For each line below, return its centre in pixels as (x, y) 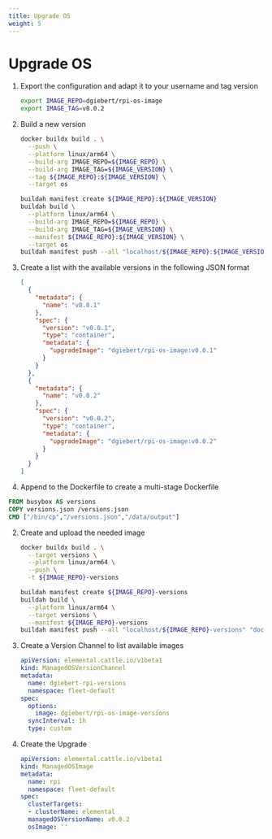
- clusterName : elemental (71, 812)
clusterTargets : (55, 804)
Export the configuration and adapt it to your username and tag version (139, 86)
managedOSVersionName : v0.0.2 (79, 819)
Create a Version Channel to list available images (102, 646)
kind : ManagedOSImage (56, 766)
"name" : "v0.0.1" (71, 305)
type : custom (50, 728)
